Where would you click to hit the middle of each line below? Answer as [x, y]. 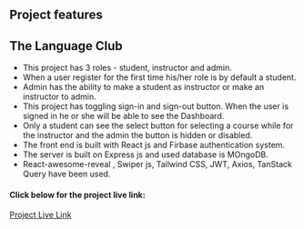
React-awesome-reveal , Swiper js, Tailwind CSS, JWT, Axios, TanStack [157, 164]
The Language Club [66, 46]
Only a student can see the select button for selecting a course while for [158, 125]
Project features [56, 15]
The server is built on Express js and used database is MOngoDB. [145, 154]
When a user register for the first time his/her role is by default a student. [159, 77]
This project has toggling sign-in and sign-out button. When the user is [156, 106]
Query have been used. [66, 174]
